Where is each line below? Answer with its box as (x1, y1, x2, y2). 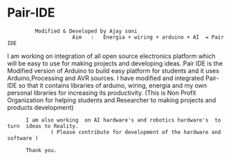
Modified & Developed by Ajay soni (35, 28, 138, 35)
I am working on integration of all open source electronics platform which (7, 52, 216, 60)
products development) (7, 103, 74, 111)
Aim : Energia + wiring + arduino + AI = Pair (72, 33, 225, 41)
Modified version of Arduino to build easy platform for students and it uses (7, 66, 220, 75)
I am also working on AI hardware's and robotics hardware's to (25, 116, 221, 124)
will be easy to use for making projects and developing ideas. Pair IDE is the (7, 59, 223, 67)
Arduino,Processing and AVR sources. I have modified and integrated (7, 74, 204, 82)
